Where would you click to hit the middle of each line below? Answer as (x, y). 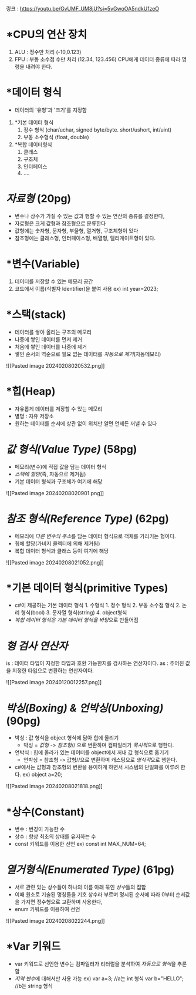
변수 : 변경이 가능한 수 (40, 829)
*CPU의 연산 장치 (47, 35)
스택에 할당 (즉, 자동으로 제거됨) (50, 474)
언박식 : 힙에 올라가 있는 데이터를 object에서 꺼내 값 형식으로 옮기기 (92, 752)
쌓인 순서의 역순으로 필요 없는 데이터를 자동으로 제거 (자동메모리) (88, 354)
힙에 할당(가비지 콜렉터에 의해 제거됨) (57, 543)
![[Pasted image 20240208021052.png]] (55, 562)
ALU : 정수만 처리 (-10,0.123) (48, 52)
